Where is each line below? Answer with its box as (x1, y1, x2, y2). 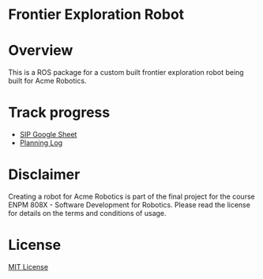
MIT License (8, 262, 49, 271)
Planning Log (19, 138, 63, 147)
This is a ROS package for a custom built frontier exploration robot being (8, 68, 244, 77)
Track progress (8, 104, 111, 121)
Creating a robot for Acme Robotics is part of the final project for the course (8, 192, 255, 201)
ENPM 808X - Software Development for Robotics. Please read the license (8, 200, 251, 210)
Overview (8, 42, 73, 60)
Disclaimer (8, 166, 81, 184)
